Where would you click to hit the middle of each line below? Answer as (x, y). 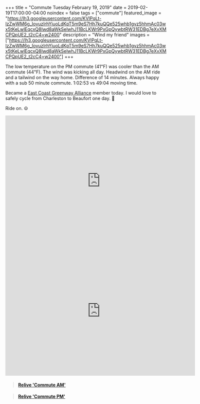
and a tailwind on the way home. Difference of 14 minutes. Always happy (82, 77)
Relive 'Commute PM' (42, 397)
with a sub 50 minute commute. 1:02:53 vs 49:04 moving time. (71, 83)
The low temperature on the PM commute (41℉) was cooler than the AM (82, 67)
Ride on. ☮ (17, 108)
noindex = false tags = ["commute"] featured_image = (104, 13)
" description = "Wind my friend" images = (105, 35)
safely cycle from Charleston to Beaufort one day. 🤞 (60, 98)
